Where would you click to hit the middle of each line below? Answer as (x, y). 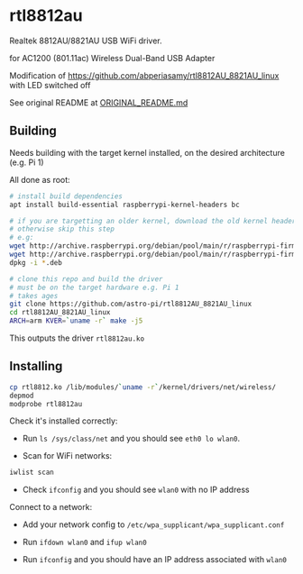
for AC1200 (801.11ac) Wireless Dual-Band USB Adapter (112, 58)
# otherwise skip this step (62, 229)
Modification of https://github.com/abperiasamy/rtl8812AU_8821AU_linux (144, 75)
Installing (36, 366)
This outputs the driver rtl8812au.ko (77, 338)
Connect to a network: (51, 507)
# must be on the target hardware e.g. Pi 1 (94, 287)
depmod (22, 396)
